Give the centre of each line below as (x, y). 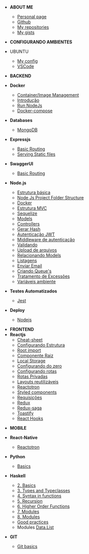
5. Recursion (30, 501)
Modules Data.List (35, 527)
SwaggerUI (21, 164)
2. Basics (26, 485)
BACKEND (20, 76)
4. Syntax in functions (39, 496)
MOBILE (18, 428)
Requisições (30, 397)
